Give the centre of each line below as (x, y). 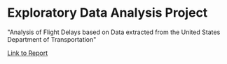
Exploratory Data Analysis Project (108, 13)
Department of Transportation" (52, 39)
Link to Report (27, 53)
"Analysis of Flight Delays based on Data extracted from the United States (114, 32)
